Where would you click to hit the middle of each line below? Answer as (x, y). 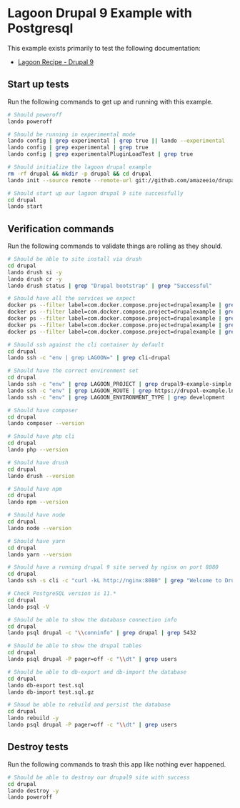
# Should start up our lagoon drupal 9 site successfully (95, 193)
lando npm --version (38, 502)
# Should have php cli (41, 437)
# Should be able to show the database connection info (92, 619)
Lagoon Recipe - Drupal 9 (56, 61)
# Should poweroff (35, 115)
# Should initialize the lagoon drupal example (80, 167)
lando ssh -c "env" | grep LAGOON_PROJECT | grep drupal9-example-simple (120, 384)
